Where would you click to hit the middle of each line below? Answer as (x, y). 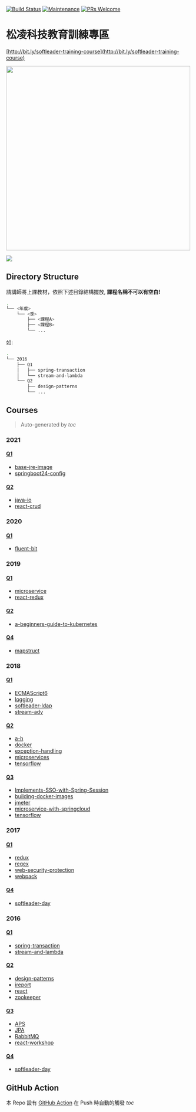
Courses (22, 410)
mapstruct (27, 650)
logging (24, 699)
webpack (26, 877)
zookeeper (28, 997)
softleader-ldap (33, 706)
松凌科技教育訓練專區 (58, 35)
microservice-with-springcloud (52, 809)
